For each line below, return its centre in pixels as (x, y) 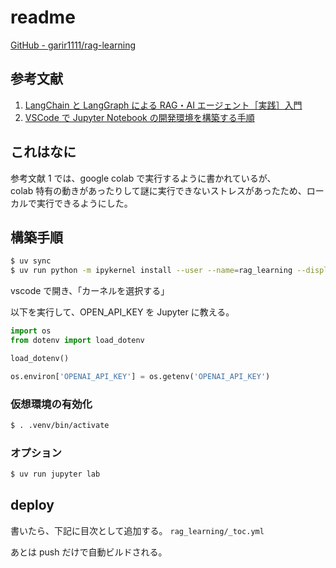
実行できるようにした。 (84, 203)
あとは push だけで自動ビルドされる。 (89, 552)
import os (31, 331)
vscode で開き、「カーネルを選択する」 (90, 291)
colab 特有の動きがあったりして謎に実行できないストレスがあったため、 (158, 190)
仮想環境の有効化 (51, 404)
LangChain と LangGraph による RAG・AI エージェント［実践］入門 (163, 105)
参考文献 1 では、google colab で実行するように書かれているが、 (143, 178)
